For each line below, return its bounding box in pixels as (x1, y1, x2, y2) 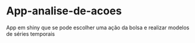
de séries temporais (6, 30, 55, 37)
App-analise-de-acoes (6, 4, 122, 18)
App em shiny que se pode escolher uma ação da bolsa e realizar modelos (6, 24, 190, 31)
